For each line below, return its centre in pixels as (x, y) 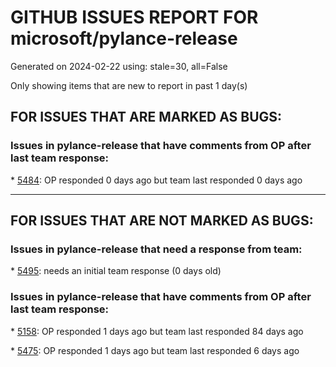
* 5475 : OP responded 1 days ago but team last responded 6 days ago (155, 350)
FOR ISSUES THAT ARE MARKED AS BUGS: (146, 117)
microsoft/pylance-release (124, 38)
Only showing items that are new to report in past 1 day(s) (129, 85)
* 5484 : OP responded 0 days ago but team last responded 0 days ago (156, 180)
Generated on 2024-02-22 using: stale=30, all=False (119, 66)
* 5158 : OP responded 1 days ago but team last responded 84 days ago (157, 331)
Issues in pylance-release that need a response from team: (156, 249)
